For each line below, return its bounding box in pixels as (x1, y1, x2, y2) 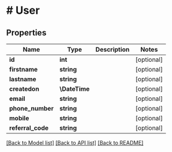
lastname (9, 75, 37, 83)
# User (6, 4, 40, 17)
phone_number (9, 105, 54, 112)
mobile (9, 114, 29, 122)
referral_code (9, 124, 49, 132)
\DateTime (59, 85, 90, 93)
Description (95, 46, 130, 53)
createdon (9, 85, 40, 93)
